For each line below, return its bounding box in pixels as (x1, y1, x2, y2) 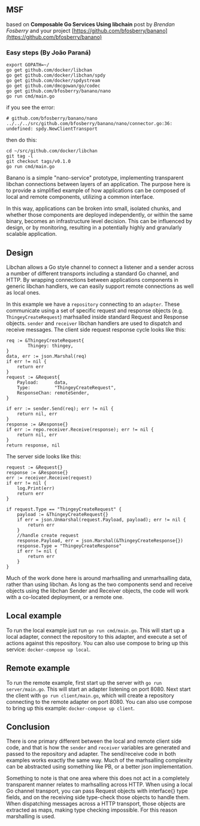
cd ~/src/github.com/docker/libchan (6, 148, 98, 154)
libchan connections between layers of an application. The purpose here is (6, 181, 190, 188)
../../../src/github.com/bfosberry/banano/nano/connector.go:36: (6, 121, 172, 127)
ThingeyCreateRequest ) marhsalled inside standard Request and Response (6, 313, 189, 320)
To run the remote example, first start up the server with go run (6, 679, 162, 686)
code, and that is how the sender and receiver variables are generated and (6, 744, 191, 751)
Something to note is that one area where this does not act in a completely (6, 775, 190, 782)
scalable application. (6, 230, 57, 238)
